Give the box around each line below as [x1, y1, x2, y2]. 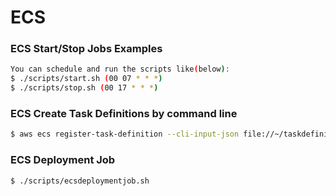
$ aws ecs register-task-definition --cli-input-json [10, 129, 240, 140]
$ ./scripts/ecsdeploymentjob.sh [10, 176, 150, 186]
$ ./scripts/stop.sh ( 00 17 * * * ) [10, 83, 159, 93]
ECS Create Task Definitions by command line [10, 107, 238, 121]
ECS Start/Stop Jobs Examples [10, 42, 163, 56]
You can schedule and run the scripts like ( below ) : [10, 64, 230, 75]
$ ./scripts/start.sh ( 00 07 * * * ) [10, 74, 163, 84]
